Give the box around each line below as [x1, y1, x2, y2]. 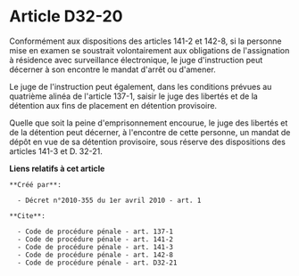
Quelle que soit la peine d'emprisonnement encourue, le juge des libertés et [9, 118, 288, 128]
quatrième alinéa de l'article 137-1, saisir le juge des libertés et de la [9, 91, 259, 101]
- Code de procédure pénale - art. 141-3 [17, 242, 174, 251]
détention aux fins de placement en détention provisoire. [9, 100, 217, 110]
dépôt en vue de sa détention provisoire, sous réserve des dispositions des [9, 136, 286, 147]
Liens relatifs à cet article [9, 163, 105, 174]
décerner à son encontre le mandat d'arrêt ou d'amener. [9, 64, 216, 75]
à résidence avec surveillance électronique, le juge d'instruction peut [9, 54, 263, 65]
